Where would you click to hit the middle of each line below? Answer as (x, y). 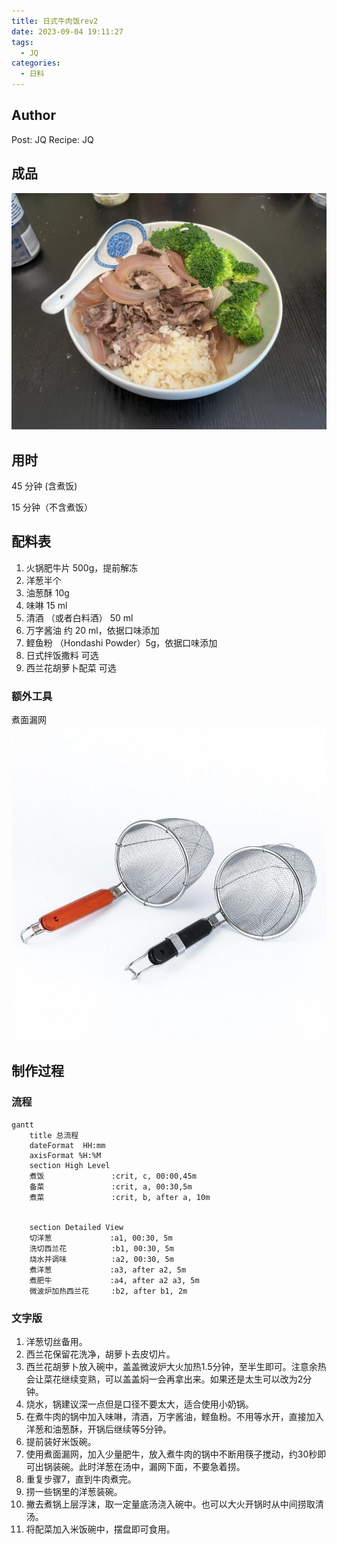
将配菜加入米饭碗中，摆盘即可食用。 (100, 1529)
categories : (36, 63)
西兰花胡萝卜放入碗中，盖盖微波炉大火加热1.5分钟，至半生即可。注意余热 (176, 1367)
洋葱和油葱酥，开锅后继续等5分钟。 (99, 1429)
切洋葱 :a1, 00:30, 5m (101, 1238)
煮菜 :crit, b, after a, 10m (120, 1197)
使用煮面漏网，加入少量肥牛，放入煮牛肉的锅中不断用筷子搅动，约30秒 (171, 1454)
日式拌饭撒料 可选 (62, 655)
